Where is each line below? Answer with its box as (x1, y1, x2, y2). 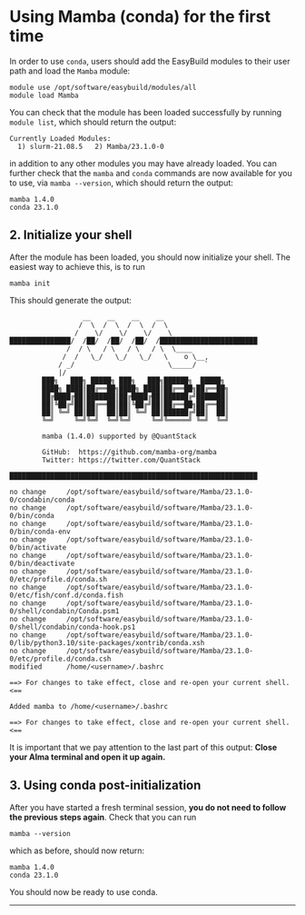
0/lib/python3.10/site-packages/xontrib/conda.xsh (9, 638, 205, 647)
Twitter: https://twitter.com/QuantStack (42, 455, 202, 464)
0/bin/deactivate (9, 559, 75, 568)
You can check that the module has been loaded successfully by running (9, 106, 282, 117)
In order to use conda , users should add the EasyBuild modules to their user (9, 55, 290, 66)
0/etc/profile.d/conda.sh (9, 574, 107, 583)
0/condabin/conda (9, 495, 75, 504)
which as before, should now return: (9, 845, 145, 856)
